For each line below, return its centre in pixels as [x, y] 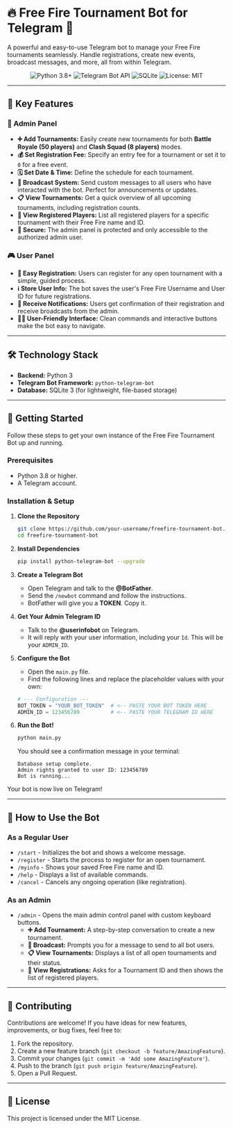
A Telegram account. [47, 483]
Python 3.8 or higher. [47, 476]
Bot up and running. [35, 442]
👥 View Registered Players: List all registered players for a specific [113, 215]
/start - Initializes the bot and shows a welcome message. [101, 852]
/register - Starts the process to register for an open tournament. [112, 859]
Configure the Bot [44, 658]
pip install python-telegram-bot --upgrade [81, 561]
